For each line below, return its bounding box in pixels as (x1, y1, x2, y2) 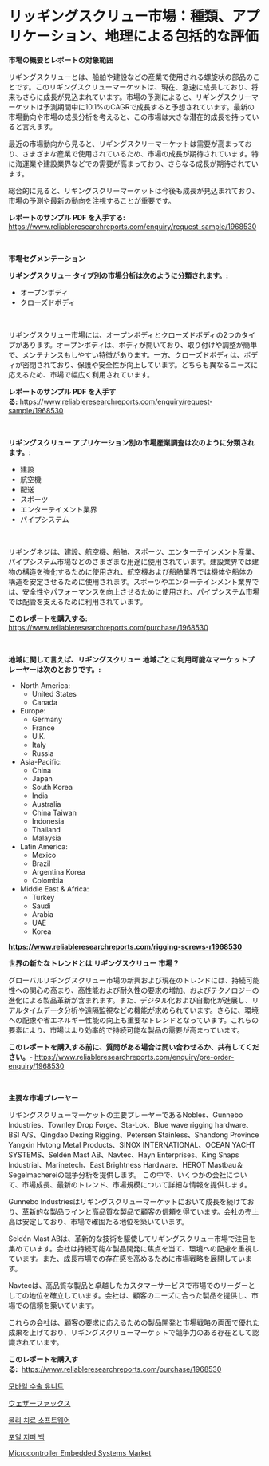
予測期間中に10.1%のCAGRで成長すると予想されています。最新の (42, 101, 255, 112)
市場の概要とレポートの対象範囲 (8, 55, 113, 65)
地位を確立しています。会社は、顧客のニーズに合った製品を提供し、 (29, 1290, 252, 1300)
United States (31, 689, 77, 698)
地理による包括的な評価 (105, 27, 259, 45)
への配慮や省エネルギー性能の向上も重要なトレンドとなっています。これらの (8, 1015, 259, 1025)
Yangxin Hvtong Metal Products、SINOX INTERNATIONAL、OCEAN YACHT (8, 1140, 256, 1149)
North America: (19, 680, 70, 690)
